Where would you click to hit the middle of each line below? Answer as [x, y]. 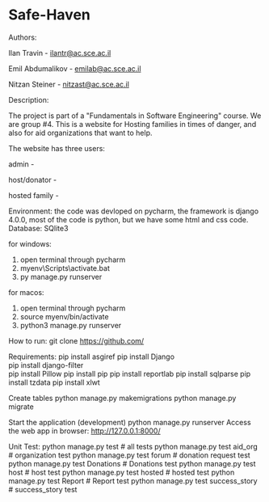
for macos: [26, 292]
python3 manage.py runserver [71, 325]
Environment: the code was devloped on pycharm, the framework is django [134, 211]
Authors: [23, 37]
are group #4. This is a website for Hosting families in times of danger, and [132, 124]
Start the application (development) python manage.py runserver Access [130, 422]
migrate [21, 407]
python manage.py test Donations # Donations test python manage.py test [132, 463]
